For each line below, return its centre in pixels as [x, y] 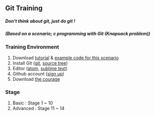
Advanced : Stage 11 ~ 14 [38, 108]
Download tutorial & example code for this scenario [66, 58]
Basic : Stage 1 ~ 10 [33, 103]
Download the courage [36, 79]
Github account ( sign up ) [38, 74]
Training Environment [32, 47]
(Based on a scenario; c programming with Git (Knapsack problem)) [78, 34]
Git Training [24, 8]
